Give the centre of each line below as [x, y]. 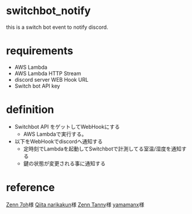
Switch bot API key [37, 86]
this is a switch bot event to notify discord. [57, 27]
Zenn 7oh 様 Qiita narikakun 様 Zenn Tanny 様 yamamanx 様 [75, 205]
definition [30, 110]
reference [30, 188]
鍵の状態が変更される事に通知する [64, 163]
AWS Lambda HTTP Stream [48, 73]
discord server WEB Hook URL [52, 79]
